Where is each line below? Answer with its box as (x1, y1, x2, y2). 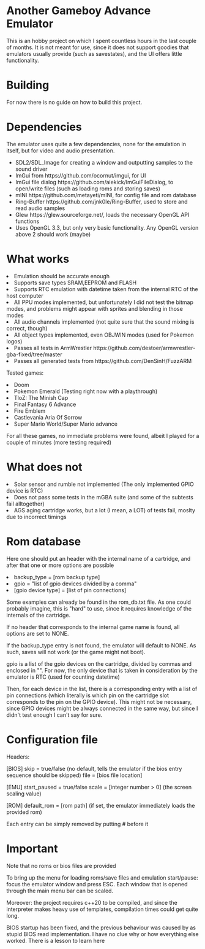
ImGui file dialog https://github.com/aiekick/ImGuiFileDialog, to (15, 178, 174, 186)
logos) (6, 337, 23, 345)
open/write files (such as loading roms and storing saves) (15, 185, 160, 192)
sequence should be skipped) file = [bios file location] (6, 771, 143, 779)
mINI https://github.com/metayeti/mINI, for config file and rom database (15, 191, 197, 198)
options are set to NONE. (6, 630, 69, 637)
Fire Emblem (14, 407, 46, 415)
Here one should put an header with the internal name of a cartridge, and (6, 555, 191, 562)
